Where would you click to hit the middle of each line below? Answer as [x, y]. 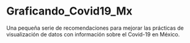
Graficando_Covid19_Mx [69, 11]
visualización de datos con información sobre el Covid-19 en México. [93, 34]
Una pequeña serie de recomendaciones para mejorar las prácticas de [95, 28]
